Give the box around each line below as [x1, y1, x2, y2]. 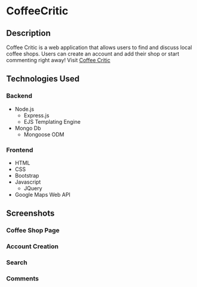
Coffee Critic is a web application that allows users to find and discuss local [6, 44, 192, 51]
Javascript [14, 178, 41, 185]
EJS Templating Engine [23, 118, 81, 125]
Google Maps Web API [14, 191, 70, 198]
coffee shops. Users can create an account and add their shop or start [6, 50, 180, 57]
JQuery [23, 184, 43, 192]
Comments [6, 274, 39, 283]
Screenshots [6, 208, 55, 219]
